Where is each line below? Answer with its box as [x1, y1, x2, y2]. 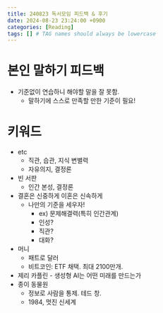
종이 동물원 [17, 280, 49, 289]
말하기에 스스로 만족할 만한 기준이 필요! [28, 96, 136, 105]
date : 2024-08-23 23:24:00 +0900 [7, 17, 106, 24]
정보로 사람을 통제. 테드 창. [28, 289, 102, 297]
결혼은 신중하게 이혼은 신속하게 [17, 192, 103, 200]
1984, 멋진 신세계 [28, 298, 76, 307]
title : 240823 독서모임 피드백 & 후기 [7, 10, 108, 18]
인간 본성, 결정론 [28, 183, 74, 191]
